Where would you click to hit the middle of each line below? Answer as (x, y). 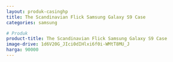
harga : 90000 (22, 50)
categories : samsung (32, 22)
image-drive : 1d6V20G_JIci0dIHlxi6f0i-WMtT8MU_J (68, 44)
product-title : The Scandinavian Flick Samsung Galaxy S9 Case (87, 39)
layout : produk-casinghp (37, 12)
